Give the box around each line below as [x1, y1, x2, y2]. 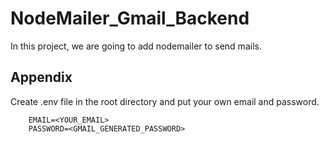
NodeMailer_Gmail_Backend [10, 7, 250, 30]
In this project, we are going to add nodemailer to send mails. [10, 40, 262, 52]
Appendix [10, 69, 73, 86]
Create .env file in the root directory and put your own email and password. [10, 95, 320, 107]
